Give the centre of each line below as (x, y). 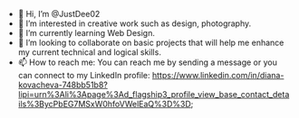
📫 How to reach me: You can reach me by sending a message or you (148, 62)
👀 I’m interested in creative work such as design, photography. (135, 23)
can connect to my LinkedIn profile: (84, 75)
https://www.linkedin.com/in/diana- (218, 75)
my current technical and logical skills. (89, 52)
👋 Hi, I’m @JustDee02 (59, 14)
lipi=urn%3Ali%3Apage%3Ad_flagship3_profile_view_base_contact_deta (154, 94)
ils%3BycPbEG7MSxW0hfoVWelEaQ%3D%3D (105, 104)
